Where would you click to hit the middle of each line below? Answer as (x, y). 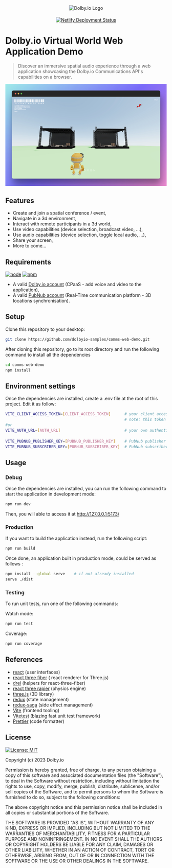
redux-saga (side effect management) (53, 705)
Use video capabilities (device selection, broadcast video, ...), (78, 229)
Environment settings (40, 386)
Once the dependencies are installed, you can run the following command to (86, 489)
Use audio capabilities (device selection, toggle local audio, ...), (79, 235)
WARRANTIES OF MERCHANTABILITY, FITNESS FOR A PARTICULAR (78, 834)
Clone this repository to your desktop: (45, 329)
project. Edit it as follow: (31, 404)
